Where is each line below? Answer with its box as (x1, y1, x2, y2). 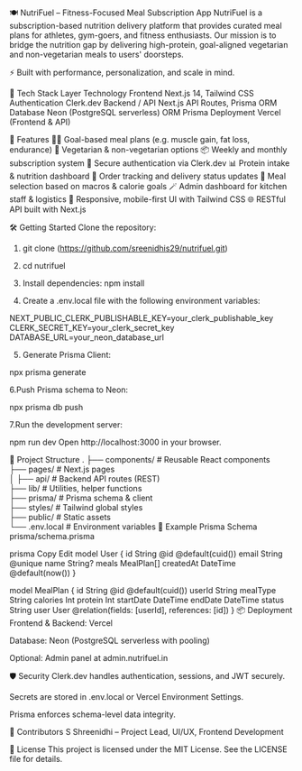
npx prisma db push (9, 402, 84, 412)
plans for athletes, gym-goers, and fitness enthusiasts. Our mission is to (9, 30, 277, 41)
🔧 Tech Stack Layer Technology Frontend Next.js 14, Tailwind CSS (9, 88, 254, 98)
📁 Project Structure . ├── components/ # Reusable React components (9, 454, 270, 464)
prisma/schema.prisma (9, 531, 95, 541)
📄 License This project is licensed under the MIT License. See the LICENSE (9, 744, 288, 755)
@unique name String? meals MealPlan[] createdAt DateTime (9, 558, 236, 568)
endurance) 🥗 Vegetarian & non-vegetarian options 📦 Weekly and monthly (9, 144, 288, 155)
